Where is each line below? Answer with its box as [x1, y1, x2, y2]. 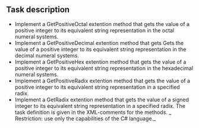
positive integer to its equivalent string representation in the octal [14, 27, 175, 34]
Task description [6, 5, 70, 15]
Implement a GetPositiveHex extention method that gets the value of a [14, 58, 187, 65]
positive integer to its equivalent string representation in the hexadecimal [14, 65, 194, 72]
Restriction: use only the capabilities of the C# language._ [14, 115, 156, 122]
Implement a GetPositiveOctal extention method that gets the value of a [14, 20, 190, 27]
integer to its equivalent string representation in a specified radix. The [14, 102, 186, 109]
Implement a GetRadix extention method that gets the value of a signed [14, 96, 189, 103]
